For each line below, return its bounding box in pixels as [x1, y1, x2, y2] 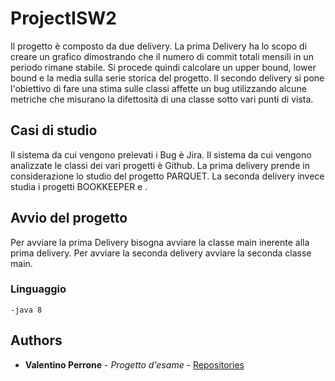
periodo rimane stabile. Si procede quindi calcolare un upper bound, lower [10, 61, 317, 73]
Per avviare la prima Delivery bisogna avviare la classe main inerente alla [10, 236, 310, 248]
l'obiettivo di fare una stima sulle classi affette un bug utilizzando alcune [10, 82, 307, 94]
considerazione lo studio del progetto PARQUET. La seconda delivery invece [10, 170, 325, 182]
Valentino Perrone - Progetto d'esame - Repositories [24, 358, 245, 371]
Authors [10, 332, 63, 349]
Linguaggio [10, 282, 67, 296]
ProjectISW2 [10, 7, 117, 30]
